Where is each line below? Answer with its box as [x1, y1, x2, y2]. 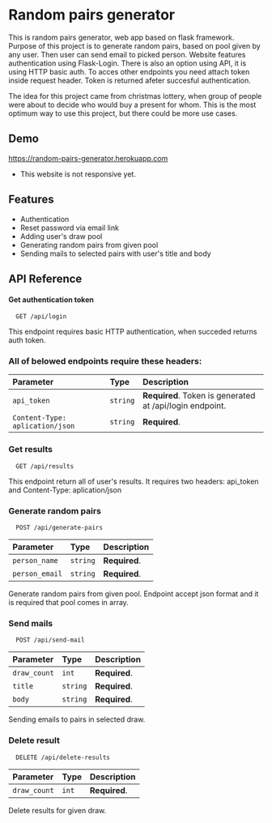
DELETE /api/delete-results [15, 753, 111, 761]
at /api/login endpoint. [142, 400, 227, 411]
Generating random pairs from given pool [19, 240, 159, 249]
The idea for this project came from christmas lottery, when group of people [8, 91, 262, 100]
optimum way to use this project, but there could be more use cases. [8, 108, 238, 118]
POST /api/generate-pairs [15, 524, 104, 532]
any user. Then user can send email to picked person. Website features [8, 49, 246, 59]
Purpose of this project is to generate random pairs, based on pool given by [8, 41, 261, 50]
